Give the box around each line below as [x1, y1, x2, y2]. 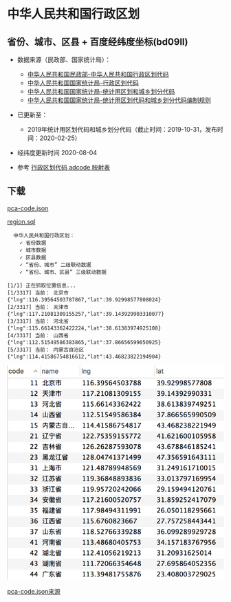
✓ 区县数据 [19, 254, 47, 261]
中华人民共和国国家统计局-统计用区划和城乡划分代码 [27, 88, 175, 95]
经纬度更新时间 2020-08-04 [16, 149, 98, 157]
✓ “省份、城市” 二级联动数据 [19, 261, 91, 268]
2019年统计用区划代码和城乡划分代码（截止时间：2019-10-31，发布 [27, 126, 218, 133]
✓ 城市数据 [19, 246, 47, 254]
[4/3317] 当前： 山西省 [7, 332, 69, 339]
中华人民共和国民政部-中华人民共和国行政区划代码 [27, 70, 170, 78]
